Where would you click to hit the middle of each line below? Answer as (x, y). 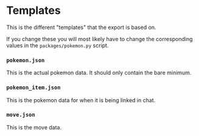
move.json (21, 115)
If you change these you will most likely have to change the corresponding (100, 39)
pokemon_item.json (33, 88)
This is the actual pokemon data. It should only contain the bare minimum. (99, 73)
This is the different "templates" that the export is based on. (81, 27)
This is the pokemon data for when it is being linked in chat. (81, 100)
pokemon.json (26, 60)
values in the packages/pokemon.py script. (58, 45)
